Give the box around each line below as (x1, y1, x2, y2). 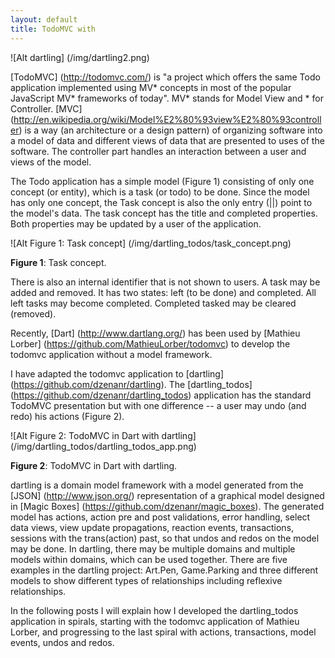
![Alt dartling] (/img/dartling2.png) (10, 51, 150, 63)
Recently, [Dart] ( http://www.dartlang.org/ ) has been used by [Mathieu (10, 327, 301, 339)
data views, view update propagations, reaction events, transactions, (10, 521, 295, 533)
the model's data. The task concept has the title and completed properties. (10, 207, 318, 219)
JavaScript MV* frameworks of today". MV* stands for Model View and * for (10, 92, 324, 104)
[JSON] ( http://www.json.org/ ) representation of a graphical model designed (10, 489, 325, 501)
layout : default (10, 14, 78, 25)
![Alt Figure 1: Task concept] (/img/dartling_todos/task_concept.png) (10, 237, 292, 249)
